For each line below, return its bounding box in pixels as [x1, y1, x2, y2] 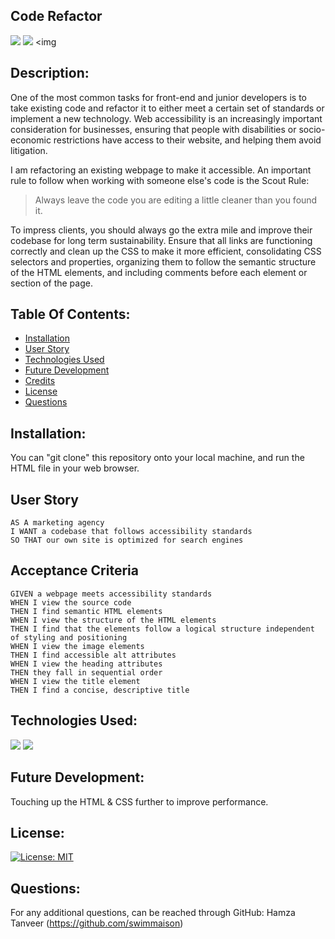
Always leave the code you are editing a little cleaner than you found [34, 194, 318, 206]
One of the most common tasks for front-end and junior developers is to [10, 91, 307, 103]
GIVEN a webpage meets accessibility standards [10, 589, 213, 599]
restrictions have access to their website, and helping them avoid [53, 134, 322, 146]
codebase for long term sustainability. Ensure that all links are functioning [10, 234, 313, 246]
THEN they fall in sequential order [10, 667, 163, 678]
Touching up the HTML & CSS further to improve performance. [10, 795, 269, 808]
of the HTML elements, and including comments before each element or [10, 266, 308, 278]
